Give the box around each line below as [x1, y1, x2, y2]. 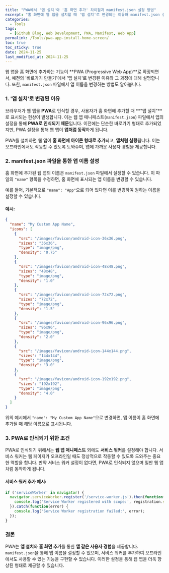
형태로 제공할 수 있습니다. [14, 562, 64, 568]
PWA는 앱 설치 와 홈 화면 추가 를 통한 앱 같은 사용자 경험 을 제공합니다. [5, 543, 139, 549]
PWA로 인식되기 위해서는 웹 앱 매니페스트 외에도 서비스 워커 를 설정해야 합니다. [5, 447, 158, 453]
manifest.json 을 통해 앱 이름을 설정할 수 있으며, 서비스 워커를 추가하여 [5, 549, 144, 555]
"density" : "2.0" [18, 334, 55, 339]
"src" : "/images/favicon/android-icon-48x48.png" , [18, 264, 127, 269]
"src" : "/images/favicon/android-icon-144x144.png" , [18, 349, 132, 354]
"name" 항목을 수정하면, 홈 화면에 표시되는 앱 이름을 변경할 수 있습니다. [14, 176, 152, 182]
